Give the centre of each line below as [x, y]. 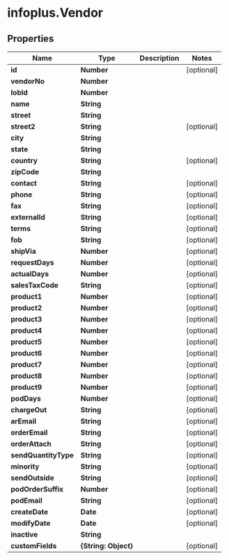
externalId [28, 217]
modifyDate [31, 523]
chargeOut [29, 410]
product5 [26, 342]
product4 [26, 331]
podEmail [27, 500]
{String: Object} [107, 546]
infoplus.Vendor [55, 13]
